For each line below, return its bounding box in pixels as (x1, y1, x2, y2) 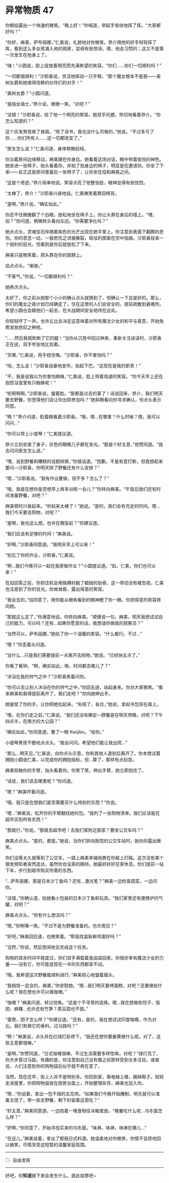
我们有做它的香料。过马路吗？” (14, 1022, 78, 1028)
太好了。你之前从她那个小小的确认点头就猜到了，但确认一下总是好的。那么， (5, 294, 164, 301)
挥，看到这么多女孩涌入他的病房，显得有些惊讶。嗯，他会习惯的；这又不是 (5, 45, 159, 51)
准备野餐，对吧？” (9, 492, 47, 498)
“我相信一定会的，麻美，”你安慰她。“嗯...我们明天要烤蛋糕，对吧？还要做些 (5, 982, 158, 988)
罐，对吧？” (5, 901, 30, 907)
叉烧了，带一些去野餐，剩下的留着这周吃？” (9, 1097, 100, 1103)
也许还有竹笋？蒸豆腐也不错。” (27, 1005, 89, 1012)
